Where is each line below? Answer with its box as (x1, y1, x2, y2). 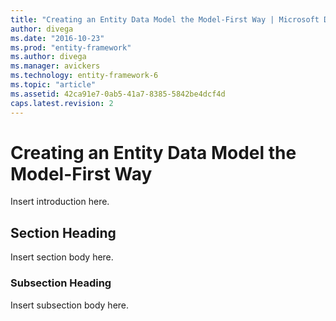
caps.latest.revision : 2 (10, 98, 114, 108)
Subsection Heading (10, 276, 112, 290)
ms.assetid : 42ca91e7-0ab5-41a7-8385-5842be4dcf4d (10, 89, 226, 99)
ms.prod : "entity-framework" (10, 42, 132, 53)
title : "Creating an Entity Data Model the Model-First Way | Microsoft (10, 14, 320, 25)
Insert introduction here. (10, 196, 110, 208)
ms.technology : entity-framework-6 (10, 71, 159, 81)
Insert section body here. (10, 251, 114, 263)
